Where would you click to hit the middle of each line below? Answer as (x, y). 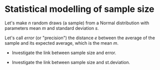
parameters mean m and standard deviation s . (52, 28)
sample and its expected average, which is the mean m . (62, 43)
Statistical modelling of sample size (80, 9)
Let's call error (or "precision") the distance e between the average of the (80, 38)
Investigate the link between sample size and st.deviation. (71, 62)
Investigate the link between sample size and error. (64, 53)
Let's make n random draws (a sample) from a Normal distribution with (77, 23)
